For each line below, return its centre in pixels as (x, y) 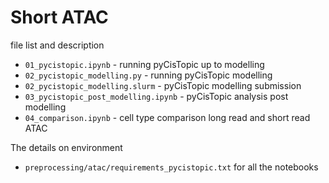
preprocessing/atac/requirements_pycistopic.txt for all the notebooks (171, 167)
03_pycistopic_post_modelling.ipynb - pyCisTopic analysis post (156, 96)
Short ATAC (59, 17)
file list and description (57, 45)
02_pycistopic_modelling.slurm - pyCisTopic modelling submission (163, 85)
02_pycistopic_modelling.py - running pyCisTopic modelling (148, 75)
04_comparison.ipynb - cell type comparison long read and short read (167, 117)
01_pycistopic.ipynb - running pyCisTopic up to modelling (144, 64)
